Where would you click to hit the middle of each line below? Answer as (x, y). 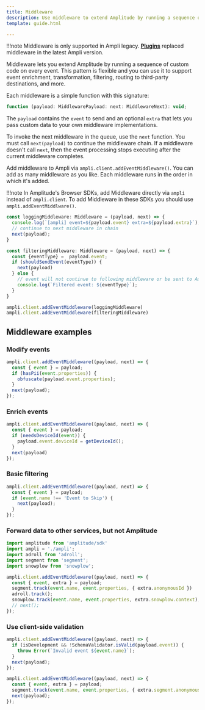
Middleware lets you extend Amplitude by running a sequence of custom (98, 64)
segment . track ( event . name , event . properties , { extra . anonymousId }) (102, 589)
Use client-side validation (45, 626)
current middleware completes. (46, 156)
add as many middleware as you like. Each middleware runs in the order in (100, 175)
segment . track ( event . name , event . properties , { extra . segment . (94, 690)
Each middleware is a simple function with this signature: (78, 96)
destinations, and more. (36, 84)
